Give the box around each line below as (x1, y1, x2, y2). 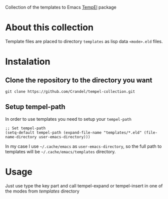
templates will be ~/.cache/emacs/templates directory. (5, 148, 116, 154)
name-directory (5, 134, 37, 139)
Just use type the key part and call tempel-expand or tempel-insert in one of (5, 182, 163, 188)
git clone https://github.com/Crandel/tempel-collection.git (5, 89, 135, 94)
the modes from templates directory (5, 188, 80, 194)
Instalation (5, 56, 50, 67)
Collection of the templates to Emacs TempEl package (5, 5, 116, 10)
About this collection (5, 22, 94, 33)
